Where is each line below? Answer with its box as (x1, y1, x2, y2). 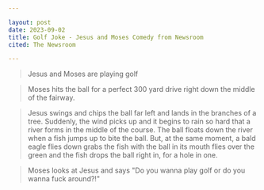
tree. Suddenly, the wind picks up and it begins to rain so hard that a (27, 116, 251, 127)
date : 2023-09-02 (8, 25, 66, 34)
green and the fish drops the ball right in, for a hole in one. (27, 150, 218, 160)
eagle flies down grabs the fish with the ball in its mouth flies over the (27, 142, 255, 151)
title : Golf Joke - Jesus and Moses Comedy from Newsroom (8, 33, 204, 41)
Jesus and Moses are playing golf (27, 69, 139, 79)
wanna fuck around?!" (27, 174, 101, 184)
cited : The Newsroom (8, 40, 77, 48)
